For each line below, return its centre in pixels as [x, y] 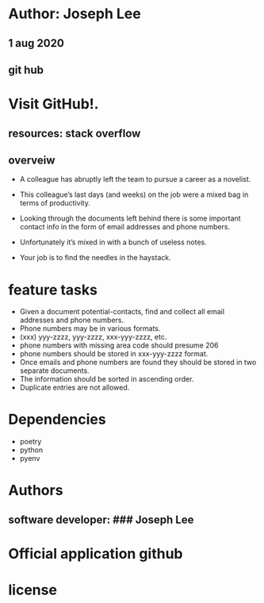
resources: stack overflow [75, 133]
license [33, 590]
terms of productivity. [55, 203]
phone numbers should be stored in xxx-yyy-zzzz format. [114, 354]
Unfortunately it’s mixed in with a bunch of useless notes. [113, 242]
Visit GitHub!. [54, 104]
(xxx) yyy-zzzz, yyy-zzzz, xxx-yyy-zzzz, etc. [93, 337]
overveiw [32, 160]
